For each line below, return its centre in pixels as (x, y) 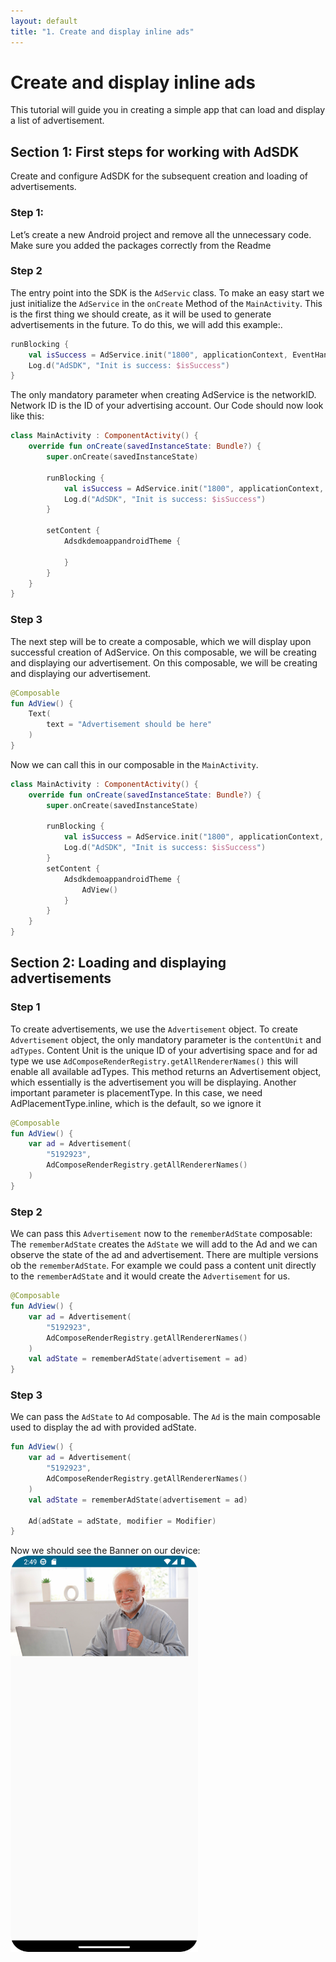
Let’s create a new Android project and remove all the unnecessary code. (161, 234)
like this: (27, 416)
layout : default (44, 21)
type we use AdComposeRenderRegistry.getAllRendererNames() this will (154, 1061)
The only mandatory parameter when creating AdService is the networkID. (163, 395)
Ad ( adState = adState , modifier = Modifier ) (122, 1521)
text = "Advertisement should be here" (129, 725)
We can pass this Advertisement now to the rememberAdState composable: (161, 1234)
